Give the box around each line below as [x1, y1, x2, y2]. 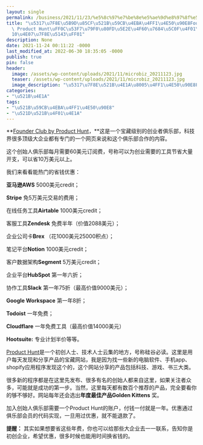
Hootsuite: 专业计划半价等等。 [6, 335, 83, 343]
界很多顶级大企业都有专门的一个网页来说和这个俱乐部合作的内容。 [6, 135, 170, 142]
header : [6, 65, 26, 71]
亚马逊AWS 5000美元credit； [6, 181, 80, 188]
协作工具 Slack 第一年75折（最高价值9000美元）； [6, 284, 129, 291]
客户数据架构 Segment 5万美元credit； [6, 259, 101, 266]
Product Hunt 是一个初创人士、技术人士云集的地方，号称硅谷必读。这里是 [6, 349, 188, 356]
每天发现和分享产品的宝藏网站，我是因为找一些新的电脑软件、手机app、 [11, 356, 191, 363]
